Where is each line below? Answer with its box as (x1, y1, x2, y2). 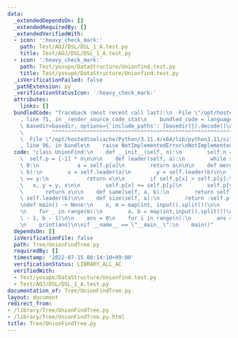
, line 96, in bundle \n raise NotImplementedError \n (20, 142, 189, 150)
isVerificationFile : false (13, 235, 93, 242)
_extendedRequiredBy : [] (13, 23, 87, 30)
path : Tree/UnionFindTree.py (13, 241, 100, 248)
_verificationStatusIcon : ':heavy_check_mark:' (13, 89, 157, 96)
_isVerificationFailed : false (13, 76, 103, 84)
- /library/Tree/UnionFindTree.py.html (7, 313, 125, 321)
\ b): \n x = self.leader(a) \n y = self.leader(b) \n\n (20, 168, 227, 176)
